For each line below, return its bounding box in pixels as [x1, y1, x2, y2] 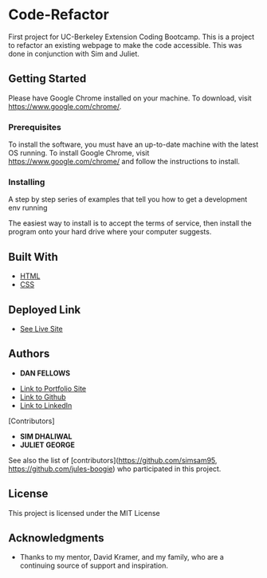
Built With [8, 250, 58, 264]
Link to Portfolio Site [19, 383, 87, 393]
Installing [8, 176, 45, 187]
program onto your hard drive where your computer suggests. [8, 227, 212, 237]
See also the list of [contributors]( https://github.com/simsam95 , [8, 455, 218, 465]
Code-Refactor [8, 6, 109, 24]
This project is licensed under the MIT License [8, 508, 161, 517]
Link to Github [19, 392, 66, 402]
